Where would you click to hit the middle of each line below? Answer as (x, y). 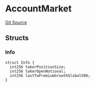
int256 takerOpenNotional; (38, 71)
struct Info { (20, 63)
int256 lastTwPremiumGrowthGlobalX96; (50, 76)
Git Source (16, 22)
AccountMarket (38, 9)
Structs (17, 38)
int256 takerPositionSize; (38, 67)
